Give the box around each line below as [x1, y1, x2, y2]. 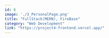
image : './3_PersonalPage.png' [4, 12, 69, 17]
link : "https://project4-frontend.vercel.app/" [4, 26, 105, 31]
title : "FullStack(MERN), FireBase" [4, 16, 80, 21]
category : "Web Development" [4, 21, 65, 26]
